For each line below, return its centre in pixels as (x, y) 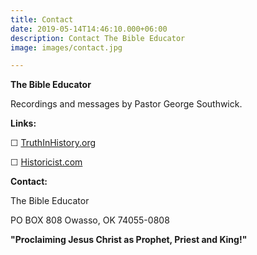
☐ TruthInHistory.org (53, 143)
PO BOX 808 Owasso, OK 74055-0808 (90, 220)
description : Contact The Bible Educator (98, 38)
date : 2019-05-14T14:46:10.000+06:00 (89, 29)
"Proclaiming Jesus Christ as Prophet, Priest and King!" (129, 240)
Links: (23, 123)
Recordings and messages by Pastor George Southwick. (126, 104)
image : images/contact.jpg (66, 47)
